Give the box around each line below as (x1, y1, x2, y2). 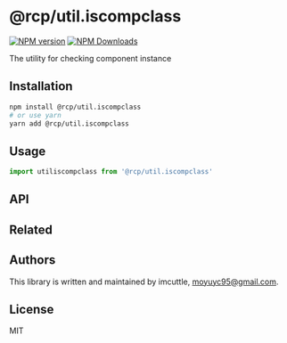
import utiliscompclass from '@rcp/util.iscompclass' (9, 167, 214, 176)
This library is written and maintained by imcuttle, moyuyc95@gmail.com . (9, 276, 279, 287)
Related (9, 222, 53, 237)
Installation (9, 78, 73, 94)
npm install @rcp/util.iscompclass (9, 102, 142, 111)
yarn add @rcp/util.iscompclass (9, 118, 129, 128)
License (9, 302, 54, 317)
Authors (9, 252, 56, 268)
